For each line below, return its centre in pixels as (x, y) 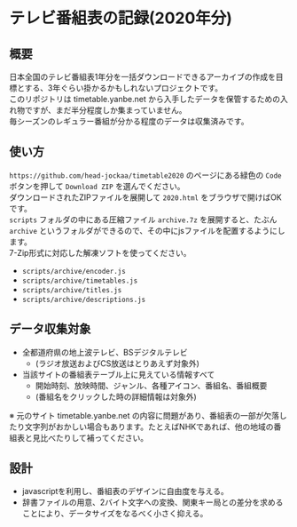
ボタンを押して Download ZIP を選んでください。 (97, 186)
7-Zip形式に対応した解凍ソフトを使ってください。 (101, 252)
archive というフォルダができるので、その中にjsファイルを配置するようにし (147, 230)
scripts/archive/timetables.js (80, 281)
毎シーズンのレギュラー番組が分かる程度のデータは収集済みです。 (129, 121)
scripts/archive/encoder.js (74, 271)
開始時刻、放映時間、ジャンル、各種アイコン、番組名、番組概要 (151, 385)
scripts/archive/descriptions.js (84, 299)
